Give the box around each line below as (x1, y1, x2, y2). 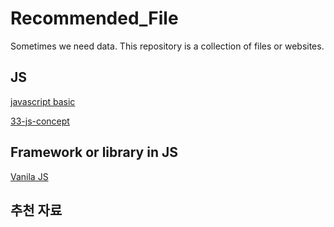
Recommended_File (10, 7, 179, 30)
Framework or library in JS (10, 144, 178, 161)
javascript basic (10, 95, 76, 107)
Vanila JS (10, 170, 49, 182)
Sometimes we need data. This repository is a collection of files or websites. (10, 40, 325, 52)
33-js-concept (10, 115, 70, 127)
